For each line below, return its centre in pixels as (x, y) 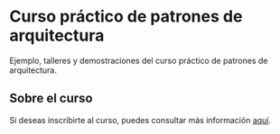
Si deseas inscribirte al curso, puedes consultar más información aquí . (140, 120)
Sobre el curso (51, 98)
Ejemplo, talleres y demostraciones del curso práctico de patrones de (139, 60)
